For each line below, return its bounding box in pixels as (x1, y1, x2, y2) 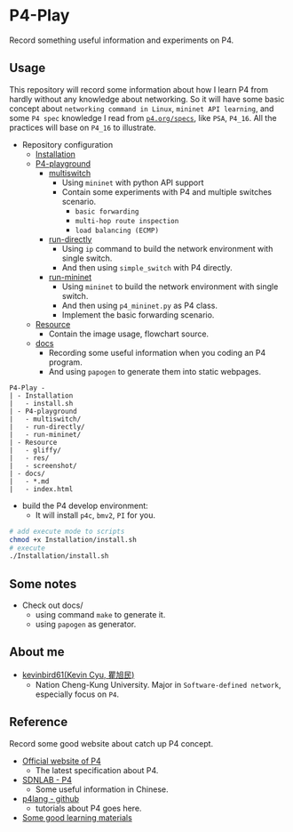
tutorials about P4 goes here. (35, 803, 142, 813)
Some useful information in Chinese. (35, 784, 169, 795)
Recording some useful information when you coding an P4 (48, 347, 266, 358)
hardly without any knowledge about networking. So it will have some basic (9, 93, 285, 104)
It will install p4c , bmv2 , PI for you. (35, 509, 155, 521)
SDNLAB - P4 (21, 774, 73, 785)
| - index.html (9, 484, 74, 494)
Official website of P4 (21, 755, 102, 766)
